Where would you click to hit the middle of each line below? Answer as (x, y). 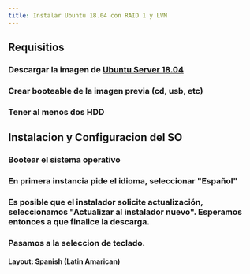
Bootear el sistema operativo (64, 160)
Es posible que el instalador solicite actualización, (106, 202)
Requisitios (36, 48)
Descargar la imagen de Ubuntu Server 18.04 (96, 69)
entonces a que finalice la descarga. (79, 221)
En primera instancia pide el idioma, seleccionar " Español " (123, 181)
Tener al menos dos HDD (56, 112)
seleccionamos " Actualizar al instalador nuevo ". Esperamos (125, 212)
